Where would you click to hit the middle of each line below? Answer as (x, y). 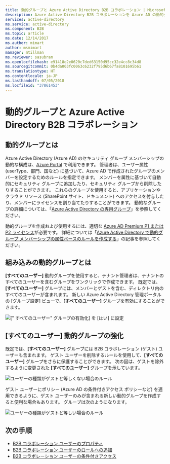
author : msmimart (24, 48)
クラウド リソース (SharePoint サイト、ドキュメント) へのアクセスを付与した (85, 196)
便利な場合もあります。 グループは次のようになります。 (72, 402)
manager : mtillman (25, 52)
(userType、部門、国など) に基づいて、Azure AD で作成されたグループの (80, 171)
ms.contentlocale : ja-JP (31, 76)
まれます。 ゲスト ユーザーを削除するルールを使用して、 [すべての (95, 355)
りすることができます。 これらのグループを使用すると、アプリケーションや (83, 190)
